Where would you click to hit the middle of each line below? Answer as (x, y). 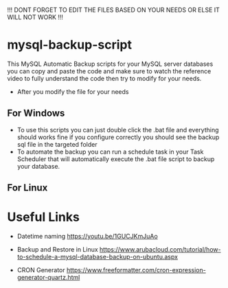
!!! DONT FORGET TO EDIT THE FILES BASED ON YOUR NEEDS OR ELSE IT (113, 10)
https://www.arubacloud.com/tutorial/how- (160, 250)
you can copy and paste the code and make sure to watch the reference (109, 71)
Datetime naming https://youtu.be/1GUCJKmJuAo (87, 237)
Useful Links (44, 217)
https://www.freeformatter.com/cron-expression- (136, 270)
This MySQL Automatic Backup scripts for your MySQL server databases (110, 64)
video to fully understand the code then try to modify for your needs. (104, 78)
